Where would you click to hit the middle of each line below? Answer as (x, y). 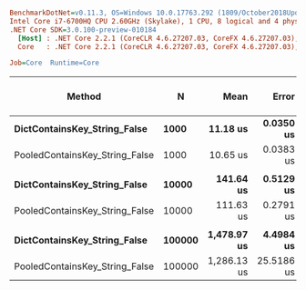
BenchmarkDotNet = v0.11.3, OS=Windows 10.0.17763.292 (112, 13)
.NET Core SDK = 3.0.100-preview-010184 (83, 30)
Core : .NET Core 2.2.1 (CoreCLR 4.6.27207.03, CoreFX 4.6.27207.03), (158, 46)
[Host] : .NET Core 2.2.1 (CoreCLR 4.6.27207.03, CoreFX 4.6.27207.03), (158, 38)
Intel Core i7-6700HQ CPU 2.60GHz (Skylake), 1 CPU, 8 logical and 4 (144, 21)
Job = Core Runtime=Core (55, 63)
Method (84, 96)
